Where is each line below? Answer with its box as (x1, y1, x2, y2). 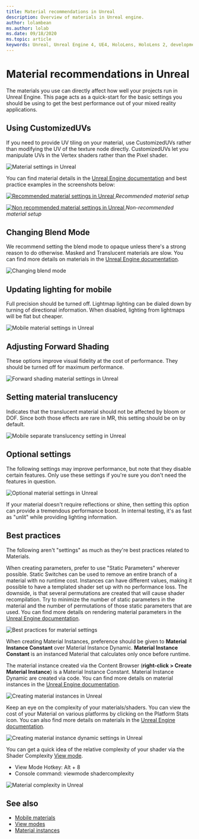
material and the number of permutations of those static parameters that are (6, 602, 192, 609)
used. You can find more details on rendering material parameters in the (6, 608, 182, 615)
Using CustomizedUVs (6, 123, 91, 134)
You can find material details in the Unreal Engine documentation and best (6, 175, 187, 182)
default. (6, 420, 25, 428)
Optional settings (6, 449, 71, 460)
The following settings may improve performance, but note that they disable (6, 465, 191, 472)
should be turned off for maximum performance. (6, 363, 124, 371)
